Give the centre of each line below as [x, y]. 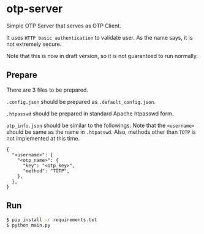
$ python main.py [28, 225]
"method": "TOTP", [46, 171]
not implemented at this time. [43, 138]
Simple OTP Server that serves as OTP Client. [64, 26]
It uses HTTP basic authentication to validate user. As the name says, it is [100, 37]
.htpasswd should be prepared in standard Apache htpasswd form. [90, 113]
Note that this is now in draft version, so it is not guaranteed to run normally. [102, 56]
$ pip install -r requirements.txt [52, 220]
